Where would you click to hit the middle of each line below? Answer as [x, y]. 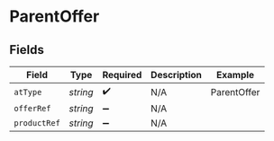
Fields [27, 50]
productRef [37, 123]
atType [28, 92]
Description [176, 75]
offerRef [32, 108]
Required [122, 75]
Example [235, 75]
